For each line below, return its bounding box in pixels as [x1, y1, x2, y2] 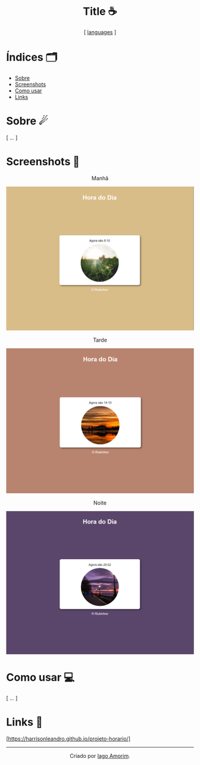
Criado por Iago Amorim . [70, 752, 130, 759]
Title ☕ [83, 5, 117, 18]
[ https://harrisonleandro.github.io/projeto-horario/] [6, 735, 131, 742]
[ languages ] [83, 28, 117, 36]
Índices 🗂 [6, 51, 58, 64]
